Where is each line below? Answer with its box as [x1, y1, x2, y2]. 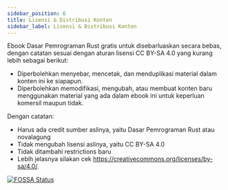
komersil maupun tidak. [17, 99, 84, 107]
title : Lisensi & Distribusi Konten [7, 17, 112, 23]
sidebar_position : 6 [7, 10, 67, 17]
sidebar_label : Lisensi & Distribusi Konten [7, 23, 137, 30]
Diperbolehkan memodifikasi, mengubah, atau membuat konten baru [17, 84, 212, 93]
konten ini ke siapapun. [17, 77, 83, 85]
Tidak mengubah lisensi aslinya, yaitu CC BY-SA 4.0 [17, 140, 165, 149]
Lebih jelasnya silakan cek [17, 155, 92, 163]
